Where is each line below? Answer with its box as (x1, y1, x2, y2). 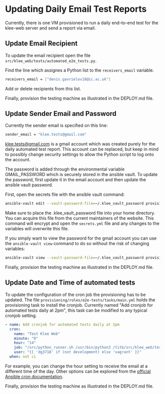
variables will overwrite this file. (5, 226, 69, 232)
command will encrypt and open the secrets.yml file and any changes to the (5, 220, 160, 226)
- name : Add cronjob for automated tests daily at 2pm (5, 322, 120, 327)
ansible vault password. (5, 182, 53, 188)
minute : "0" (14, 336, 38, 341)
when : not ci (9, 354, 36, 359)
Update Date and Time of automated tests (5, 279, 136, 287)
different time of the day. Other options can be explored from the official (5, 368, 151, 374)
